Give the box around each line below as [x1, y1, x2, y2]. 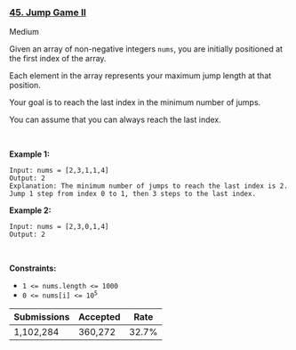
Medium [9, 27, 40, 37]
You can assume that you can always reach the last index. [9, 114, 222, 126]
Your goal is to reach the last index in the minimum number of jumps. [9, 97, 261, 108]
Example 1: [9, 149, 51, 159]
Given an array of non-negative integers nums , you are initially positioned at [9, 44, 283, 54]
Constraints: [9, 263, 57, 273]
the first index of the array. [9, 53, 107, 64]
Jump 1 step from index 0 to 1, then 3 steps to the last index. [9, 190, 256, 199]
